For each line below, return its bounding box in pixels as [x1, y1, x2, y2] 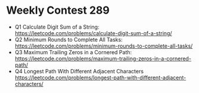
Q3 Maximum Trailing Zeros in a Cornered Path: [14, 48, 132, 55]
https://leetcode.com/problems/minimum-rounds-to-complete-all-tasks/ [14, 42, 193, 49]
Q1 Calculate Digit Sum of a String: [14, 23, 99, 30]
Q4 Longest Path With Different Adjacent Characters [14, 67, 144, 75]
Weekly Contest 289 [6, 4, 110, 17]
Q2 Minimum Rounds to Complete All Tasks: [14, 36, 123, 43]
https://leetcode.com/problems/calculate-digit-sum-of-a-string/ [14, 29, 172, 36]
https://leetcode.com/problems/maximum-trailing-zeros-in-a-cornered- [14, 55, 192, 62]
